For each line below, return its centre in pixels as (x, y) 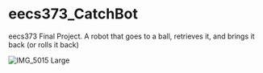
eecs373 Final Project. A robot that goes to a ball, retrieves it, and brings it (132, 36)
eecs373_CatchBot (73, 14)
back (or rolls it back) (44, 44)
